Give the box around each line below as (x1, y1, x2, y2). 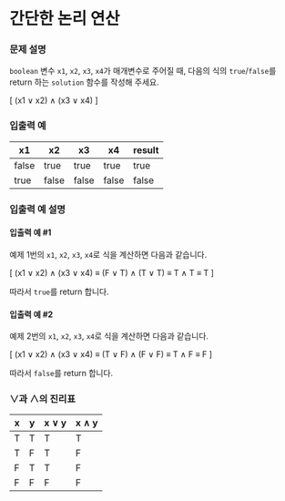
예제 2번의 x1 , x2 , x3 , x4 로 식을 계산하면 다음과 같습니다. (9, 331, 209, 342)
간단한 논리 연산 (9, 8, 120, 29)
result (133, 143, 159, 156)
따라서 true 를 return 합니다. (9, 286, 109, 297)
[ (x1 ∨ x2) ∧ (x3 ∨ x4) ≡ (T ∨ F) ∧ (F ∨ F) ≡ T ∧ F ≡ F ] (9, 349, 212, 360)
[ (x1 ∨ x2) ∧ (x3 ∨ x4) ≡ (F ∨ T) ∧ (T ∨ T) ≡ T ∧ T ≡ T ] (9, 267, 214, 278)
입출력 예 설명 (9, 202, 66, 215)
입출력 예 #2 (9, 309, 54, 320)
